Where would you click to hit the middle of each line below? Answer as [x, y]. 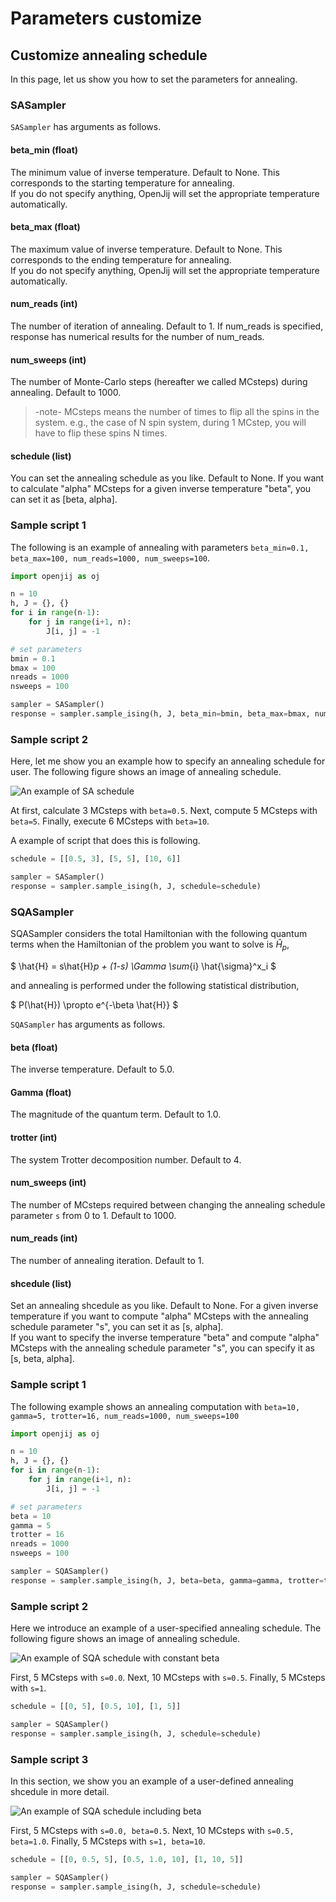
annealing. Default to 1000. [66, 393]
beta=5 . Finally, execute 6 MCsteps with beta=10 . [110, 821]
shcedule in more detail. [60, 1791]
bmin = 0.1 [33, 658]
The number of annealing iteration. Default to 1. [107, 1261]
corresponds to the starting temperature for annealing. [122, 183]
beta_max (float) [45, 227]
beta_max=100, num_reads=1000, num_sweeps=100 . [110, 558]
